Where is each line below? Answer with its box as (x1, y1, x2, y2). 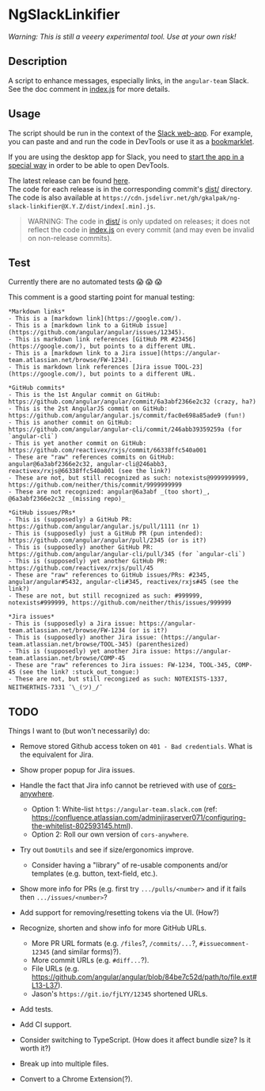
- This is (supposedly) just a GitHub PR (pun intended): (8, 529, 203, 538)
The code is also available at (8, 193, 101, 202)
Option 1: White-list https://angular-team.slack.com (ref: (31, 804, 218, 814)
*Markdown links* (8, 307, 66, 316)
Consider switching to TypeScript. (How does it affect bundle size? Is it (19, 1036, 252, 1045)
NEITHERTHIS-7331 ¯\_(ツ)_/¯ (8, 684, 103, 692)
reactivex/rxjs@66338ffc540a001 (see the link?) (8, 467, 172, 475)
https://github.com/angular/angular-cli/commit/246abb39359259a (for (8, 425, 243, 433)
